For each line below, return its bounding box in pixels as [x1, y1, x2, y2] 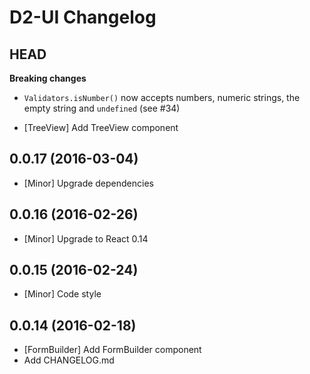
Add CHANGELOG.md [23, 354, 115, 366]
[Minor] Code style [23, 288, 102, 300]
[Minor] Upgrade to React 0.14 [23, 232, 149, 245]
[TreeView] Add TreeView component [23, 122, 179, 133]
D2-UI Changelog [9, 6, 157, 29]
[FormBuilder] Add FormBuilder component [23, 344, 202, 356]
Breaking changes [9, 72, 87, 84]
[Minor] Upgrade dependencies [23, 177, 154, 189]
